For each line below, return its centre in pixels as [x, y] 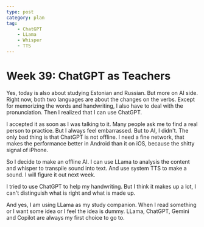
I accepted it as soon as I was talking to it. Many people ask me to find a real [102, 124]
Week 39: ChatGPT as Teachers [89, 76]
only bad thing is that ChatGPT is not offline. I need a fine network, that [95, 137]
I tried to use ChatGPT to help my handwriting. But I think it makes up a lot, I [101, 186]
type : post [20, 12]
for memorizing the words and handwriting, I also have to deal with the [95, 106]
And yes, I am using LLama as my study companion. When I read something [101, 204]
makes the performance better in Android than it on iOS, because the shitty [100, 143]
